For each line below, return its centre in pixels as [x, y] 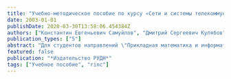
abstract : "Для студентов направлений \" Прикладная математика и [102, 45]
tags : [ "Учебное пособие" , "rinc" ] [58, 65]
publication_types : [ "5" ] [44, 39]
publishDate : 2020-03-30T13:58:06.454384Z [69, 26]
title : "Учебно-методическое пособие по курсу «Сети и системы [100, 13]
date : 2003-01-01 [32, 20]
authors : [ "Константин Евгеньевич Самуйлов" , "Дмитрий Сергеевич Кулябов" [117, 33]
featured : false [30, 52]
